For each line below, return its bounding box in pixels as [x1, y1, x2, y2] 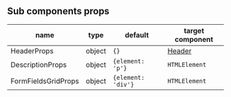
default [124, 30, 149, 40]
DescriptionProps [10, 60, 67, 69]
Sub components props [7, 6, 110, 17]
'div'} [113, 80, 135, 88]
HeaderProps [10, 46, 54, 56]
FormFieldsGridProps [10, 76, 80, 85]
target [184, 25, 204, 35]
